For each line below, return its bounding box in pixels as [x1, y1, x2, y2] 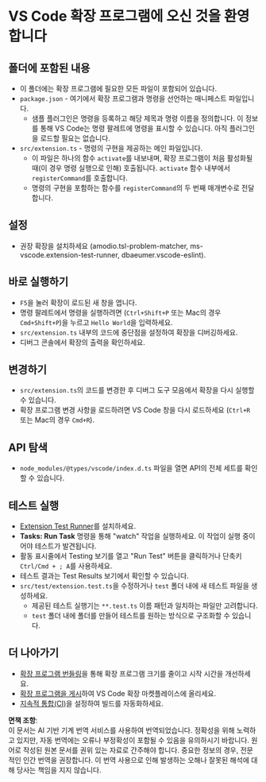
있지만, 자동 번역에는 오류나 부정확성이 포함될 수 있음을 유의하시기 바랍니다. [16, 735, 250, 745]
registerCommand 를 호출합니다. [31, 173, 129, 183]
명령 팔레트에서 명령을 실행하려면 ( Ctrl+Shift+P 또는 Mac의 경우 [19, 308, 222, 317]
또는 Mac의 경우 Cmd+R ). [19, 415, 95, 425]
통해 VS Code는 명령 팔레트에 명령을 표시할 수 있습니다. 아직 [40, 124, 228, 133]
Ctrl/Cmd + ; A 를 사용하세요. [19, 561, 113, 571]
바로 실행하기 [8, 275, 69, 288]
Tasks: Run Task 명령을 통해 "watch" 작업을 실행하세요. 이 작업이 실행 [19, 532, 241, 541]
